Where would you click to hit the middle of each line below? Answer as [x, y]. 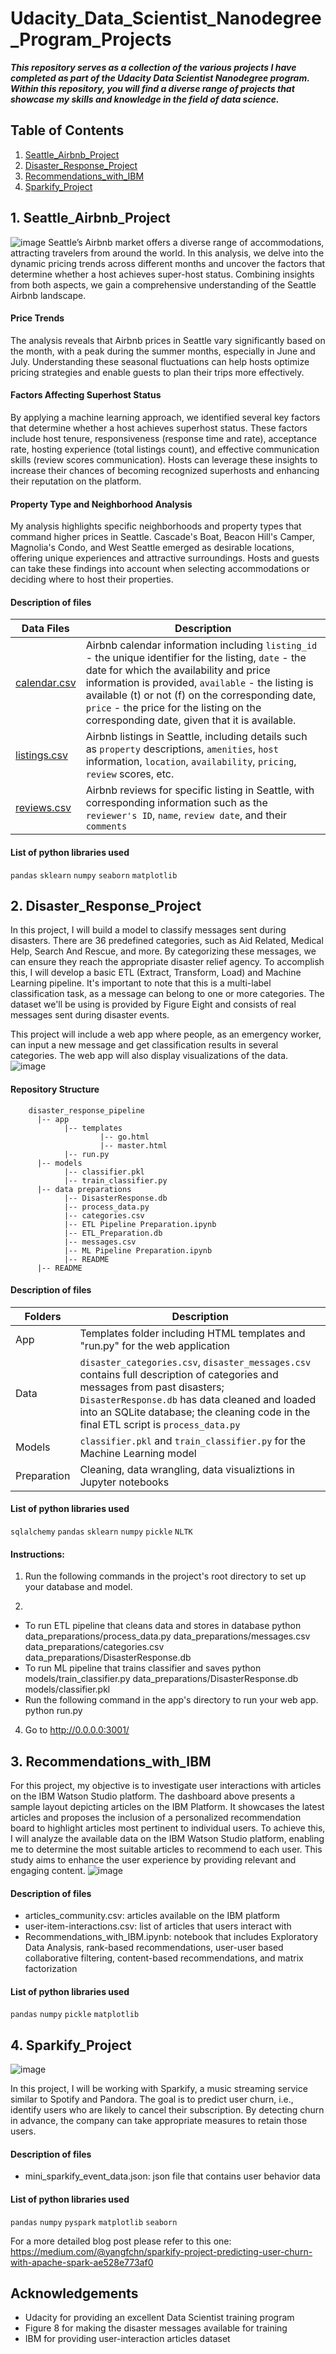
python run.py [53, 1711]
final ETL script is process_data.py [160, 1424]
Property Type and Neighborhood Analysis [101, 504]
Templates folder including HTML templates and [192, 1333]
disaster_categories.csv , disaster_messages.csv [195, 1362]
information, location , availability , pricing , [191, 762]
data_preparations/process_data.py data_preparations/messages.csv [167, 1636]
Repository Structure [55, 1089]
